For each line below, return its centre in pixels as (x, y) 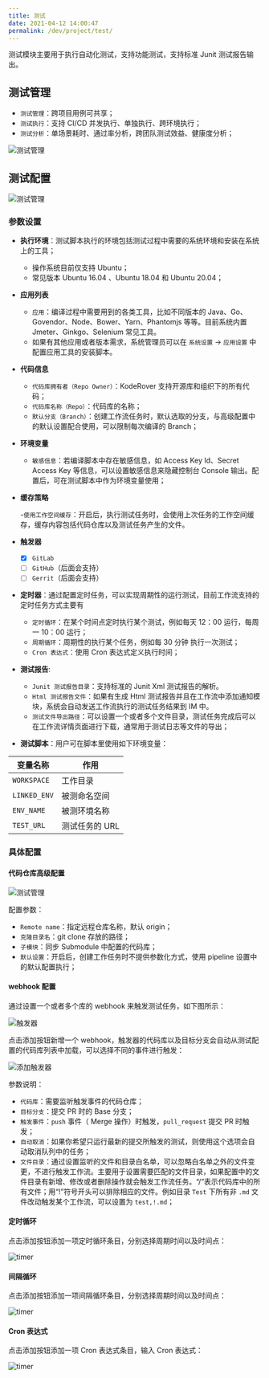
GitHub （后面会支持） (67, 568)
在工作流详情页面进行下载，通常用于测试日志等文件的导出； (130, 727)
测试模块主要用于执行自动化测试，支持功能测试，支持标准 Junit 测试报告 (128, 55)
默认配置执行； (52, 966)
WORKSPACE (31, 781)
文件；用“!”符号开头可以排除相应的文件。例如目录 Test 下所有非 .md (139, 1191)
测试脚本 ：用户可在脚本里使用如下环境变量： (94, 744)
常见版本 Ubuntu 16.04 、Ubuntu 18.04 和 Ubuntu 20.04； (127, 278)
